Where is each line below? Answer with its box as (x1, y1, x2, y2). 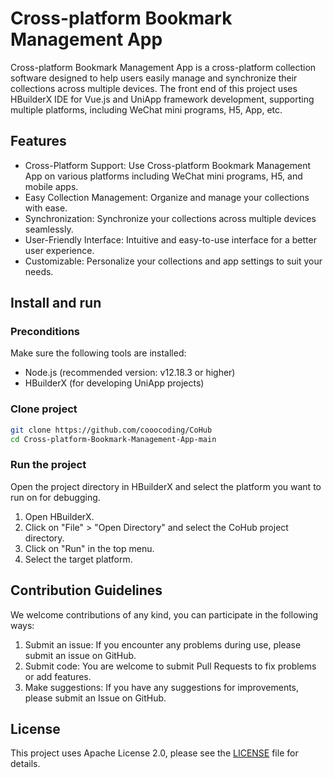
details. (10, 758, 41, 770)
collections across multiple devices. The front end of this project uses (10, 82, 298, 94)
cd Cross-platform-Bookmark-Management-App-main (10, 434, 217, 444)
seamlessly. (24, 223, 74, 235)
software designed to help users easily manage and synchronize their (10, 72, 298, 84)
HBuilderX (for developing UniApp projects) (24, 377, 205, 389)
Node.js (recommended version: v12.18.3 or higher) (24, 367, 236, 379)
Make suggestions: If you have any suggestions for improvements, (24, 681, 300, 693)
